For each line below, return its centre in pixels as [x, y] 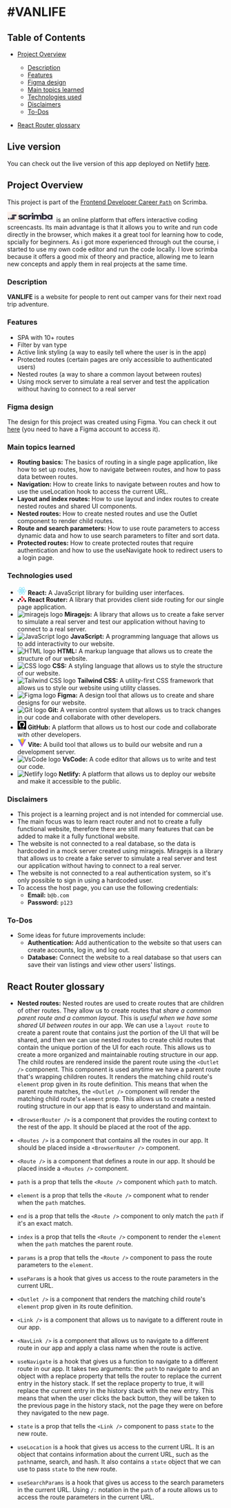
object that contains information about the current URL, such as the [113, 1455]
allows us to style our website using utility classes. [89, 688]
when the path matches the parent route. [75, 1244]
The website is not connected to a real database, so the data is [107, 844]
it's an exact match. [45, 1224]
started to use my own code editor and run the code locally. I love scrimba [113, 249]
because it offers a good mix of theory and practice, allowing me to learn [111, 257]
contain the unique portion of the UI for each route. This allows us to [114, 1047]
